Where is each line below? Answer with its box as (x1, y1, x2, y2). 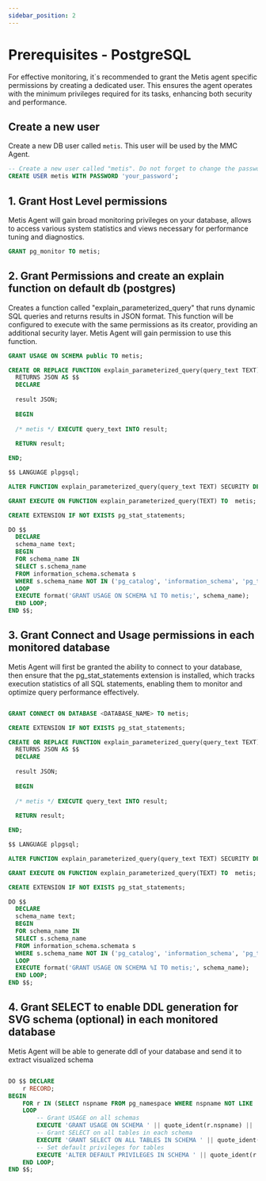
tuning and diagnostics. (8, 231, 85, 242)
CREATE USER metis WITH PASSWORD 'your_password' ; (8, 172, 179, 181)
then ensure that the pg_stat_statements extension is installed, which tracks (8, 671, 255, 680)
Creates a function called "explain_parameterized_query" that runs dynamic (8, 303, 256, 312)
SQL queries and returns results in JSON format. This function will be (8, 311, 234, 321)
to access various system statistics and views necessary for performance (8, 224, 249, 233)
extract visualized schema (8, 1055, 93, 1064)
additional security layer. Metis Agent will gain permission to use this (8, 328, 232, 338)
